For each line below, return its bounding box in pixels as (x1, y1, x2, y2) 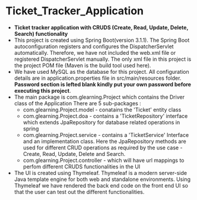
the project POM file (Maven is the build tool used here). (14, 61, 151, 69)
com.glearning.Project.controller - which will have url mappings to (23, 157, 185, 164)
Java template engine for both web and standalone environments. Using (14, 176, 191, 183)
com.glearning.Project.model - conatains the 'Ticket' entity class (23, 106, 182, 113)
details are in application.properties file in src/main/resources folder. (14, 74, 182, 82)
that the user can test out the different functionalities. (14, 188, 145, 195)
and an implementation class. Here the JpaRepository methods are (23, 137, 186, 145)
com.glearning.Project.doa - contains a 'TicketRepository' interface (23, 112, 188, 120)
